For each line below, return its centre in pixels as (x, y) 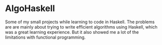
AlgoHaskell (30, 8)
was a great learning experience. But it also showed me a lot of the (72, 32)
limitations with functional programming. (45, 37)
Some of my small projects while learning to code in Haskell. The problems (80, 22)
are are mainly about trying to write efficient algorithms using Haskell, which (81, 27)
